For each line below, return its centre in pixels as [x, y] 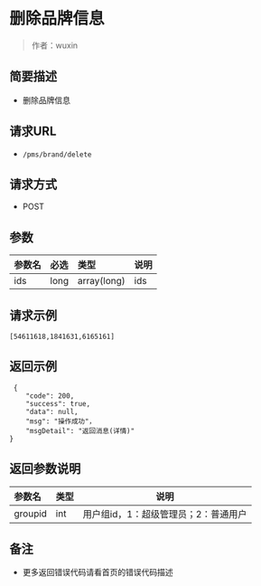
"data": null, [52, 411]
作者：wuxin [55, 45]
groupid [31, 514]
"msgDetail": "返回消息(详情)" [80, 430]
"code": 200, [50, 396]
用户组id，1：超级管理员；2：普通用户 [165, 514]
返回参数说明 [45, 469]
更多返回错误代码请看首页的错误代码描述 [98, 572]
